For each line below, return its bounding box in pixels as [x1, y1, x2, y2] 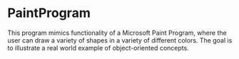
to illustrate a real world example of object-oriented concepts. [7, 43, 189, 52]
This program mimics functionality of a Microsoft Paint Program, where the [7, 28, 227, 37]
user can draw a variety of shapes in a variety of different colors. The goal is [7, 36, 233, 44]
